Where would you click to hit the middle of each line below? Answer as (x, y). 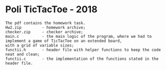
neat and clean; (22, 54)
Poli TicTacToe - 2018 (52, 9)
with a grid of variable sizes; (40, 45)
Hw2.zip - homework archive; (45, 27)
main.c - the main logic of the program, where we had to (79, 36)
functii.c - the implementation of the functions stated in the (82, 59)
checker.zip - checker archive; (44, 32)
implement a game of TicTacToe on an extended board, (64, 41)
